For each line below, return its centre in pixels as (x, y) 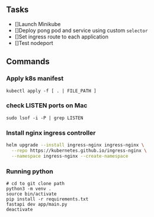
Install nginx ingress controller (51, 133)
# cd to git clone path (36, 184)
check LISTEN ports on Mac (47, 106)
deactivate (20, 210)
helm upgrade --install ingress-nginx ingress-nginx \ (75, 145)
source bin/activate (32, 194)
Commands (28, 62)
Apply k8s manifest (35, 78)
